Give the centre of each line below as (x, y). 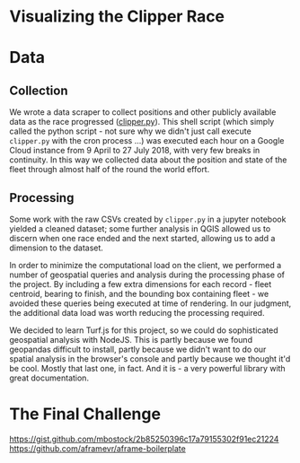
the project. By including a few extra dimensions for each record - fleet (141, 284)
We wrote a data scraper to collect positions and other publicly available (143, 112)
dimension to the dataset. (56, 248)
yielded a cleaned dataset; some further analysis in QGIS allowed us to (140, 229)
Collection (39, 90)
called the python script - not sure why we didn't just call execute (130, 131)
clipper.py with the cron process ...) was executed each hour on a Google (147, 141)
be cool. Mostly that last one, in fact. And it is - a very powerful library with (147, 368)
